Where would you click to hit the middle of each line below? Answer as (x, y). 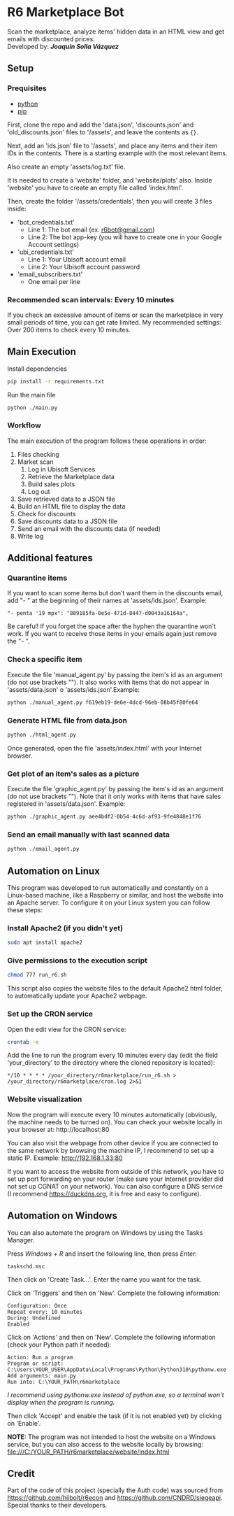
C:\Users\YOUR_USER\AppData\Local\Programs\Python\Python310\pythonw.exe (117, 1369)
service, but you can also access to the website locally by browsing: (105, 1444)
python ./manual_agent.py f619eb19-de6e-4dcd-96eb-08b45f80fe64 (103, 702)
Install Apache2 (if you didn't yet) (65, 928)
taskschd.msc (26, 1266)
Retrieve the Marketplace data (71, 476)
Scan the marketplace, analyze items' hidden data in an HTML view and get (116, 31)
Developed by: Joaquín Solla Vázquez (63, 46)
